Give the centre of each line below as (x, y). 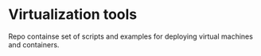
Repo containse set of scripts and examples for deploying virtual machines (130, 36)
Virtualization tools (73, 15)
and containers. (34, 44)
